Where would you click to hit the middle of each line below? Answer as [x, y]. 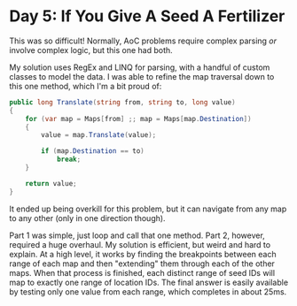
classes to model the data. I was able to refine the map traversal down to [142, 76]
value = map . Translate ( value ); [99, 135]
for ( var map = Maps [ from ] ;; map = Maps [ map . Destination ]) [138, 119]
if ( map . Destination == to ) [93, 151]
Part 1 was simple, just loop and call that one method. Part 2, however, [137, 235]
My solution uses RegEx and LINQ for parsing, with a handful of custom [140, 67]
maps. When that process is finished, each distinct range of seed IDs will [142, 272]
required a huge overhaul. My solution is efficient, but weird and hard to [140, 244]
